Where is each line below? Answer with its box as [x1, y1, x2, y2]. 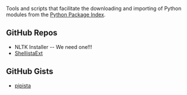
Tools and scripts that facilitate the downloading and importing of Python [6, 5, 182, 12]
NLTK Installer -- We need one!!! [14, 43, 92, 50]
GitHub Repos [6, 28, 58, 38]
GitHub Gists [6, 66, 54, 76]
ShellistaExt [14, 50, 43, 57]
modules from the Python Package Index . [6, 11, 106, 18]
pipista [14, 82, 31, 89]
